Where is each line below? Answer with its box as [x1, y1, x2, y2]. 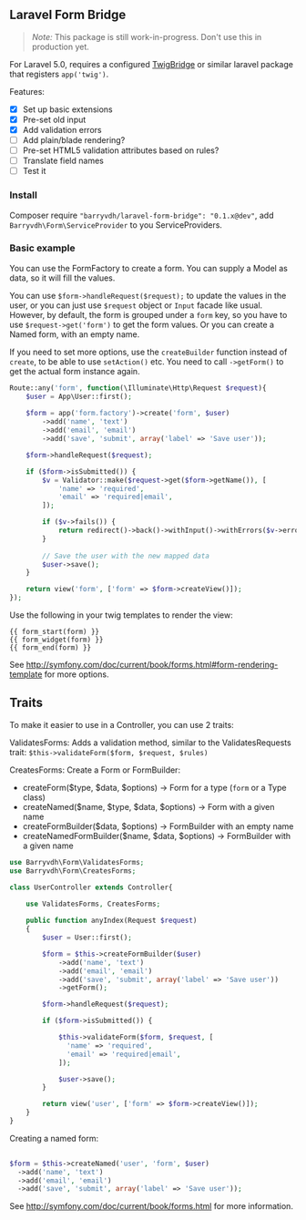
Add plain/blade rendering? [22, 135, 126, 145]
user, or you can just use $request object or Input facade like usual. [9, 300, 263, 311]
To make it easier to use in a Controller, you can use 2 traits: [9, 719, 234, 730]
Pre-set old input [22, 114, 87, 125]
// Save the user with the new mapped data [42, 551, 209, 560]
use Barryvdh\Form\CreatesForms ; [9, 866, 137, 876]
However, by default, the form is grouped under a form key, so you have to [9, 309, 288, 320]
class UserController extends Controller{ [9, 883, 173, 892]
